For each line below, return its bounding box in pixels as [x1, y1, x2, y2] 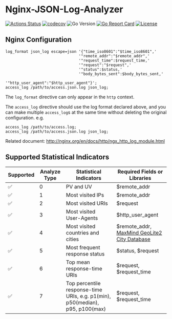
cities [66, 236, 79, 243]
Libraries [129, 174, 152, 181]
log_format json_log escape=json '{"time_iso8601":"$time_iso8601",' [5, 49, 157, 54]
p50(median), [66, 299, 99, 306]
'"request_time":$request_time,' [78, 58, 150, 63]
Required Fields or [117, 168, 163, 175]
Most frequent [66, 244, 100, 251]
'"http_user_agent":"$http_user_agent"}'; [5, 80, 97, 86]
